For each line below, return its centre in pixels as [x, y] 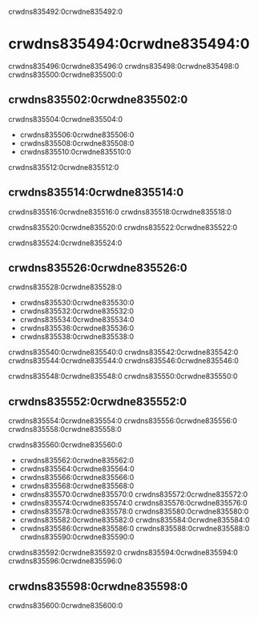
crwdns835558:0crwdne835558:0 [65, 429]
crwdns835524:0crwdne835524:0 [65, 243]
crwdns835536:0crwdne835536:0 [77, 329]
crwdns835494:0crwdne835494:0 [129, 44]
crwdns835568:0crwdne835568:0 [77, 486]
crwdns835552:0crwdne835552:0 [97, 401]
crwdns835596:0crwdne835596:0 [65, 561]
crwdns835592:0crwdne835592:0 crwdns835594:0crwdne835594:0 [123, 553]
